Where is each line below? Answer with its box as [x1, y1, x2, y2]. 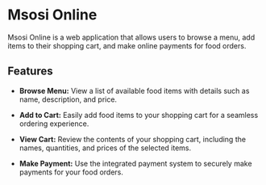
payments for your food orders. [19, 167, 124, 177]
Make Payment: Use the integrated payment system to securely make [19, 158, 252, 168]
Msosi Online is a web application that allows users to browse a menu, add [7, 32, 256, 42]
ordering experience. [19, 119, 89, 128]
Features [7, 65, 53, 78]
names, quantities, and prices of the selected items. [19, 143, 192, 153]
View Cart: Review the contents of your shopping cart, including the [19, 134, 247, 144]
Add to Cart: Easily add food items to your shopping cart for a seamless [19, 110, 259, 120]
